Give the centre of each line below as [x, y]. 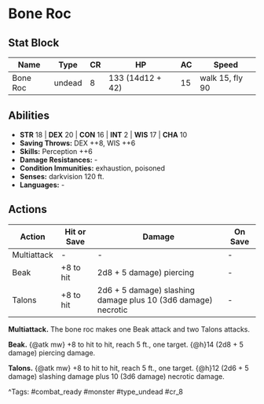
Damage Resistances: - [59, 160]
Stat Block [34, 43]
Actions [27, 209]
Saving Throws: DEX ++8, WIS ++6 [77, 143]
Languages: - [42, 185]
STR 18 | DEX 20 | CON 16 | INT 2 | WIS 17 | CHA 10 [103, 134]
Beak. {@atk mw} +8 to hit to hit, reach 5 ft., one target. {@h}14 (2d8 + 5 [126, 344]
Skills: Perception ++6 [56, 151]
